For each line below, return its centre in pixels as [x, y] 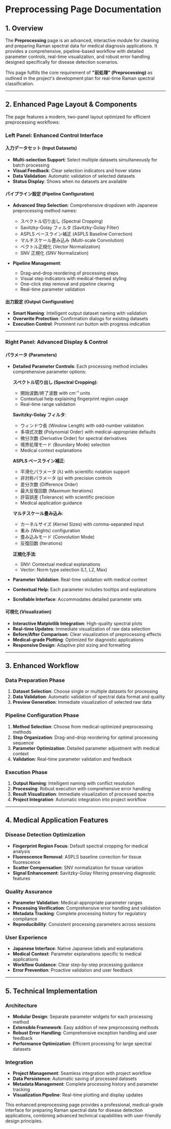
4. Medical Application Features [57, 820]
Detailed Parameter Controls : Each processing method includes [80, 366]
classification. [20, 84]
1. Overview [24, 28]
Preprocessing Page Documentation [83, 9]
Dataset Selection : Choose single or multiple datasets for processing [85, 692]
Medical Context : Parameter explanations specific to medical [77, 954]
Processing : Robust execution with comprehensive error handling [82, 788]
